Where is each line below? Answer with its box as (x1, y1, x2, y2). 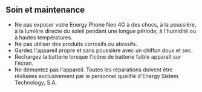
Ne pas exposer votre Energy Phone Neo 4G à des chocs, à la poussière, (14, 21, 197, 28)
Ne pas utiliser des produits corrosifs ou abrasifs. (14, 40, 137, 47)
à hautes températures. (14, 33, 73, 41)
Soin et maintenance (5, 5, 85, 15)
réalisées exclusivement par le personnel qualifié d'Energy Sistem (14, 72, 179, 79)
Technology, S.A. (14, 79, 57, 86)
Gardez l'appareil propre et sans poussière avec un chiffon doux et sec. (14, 47, 193, 54)
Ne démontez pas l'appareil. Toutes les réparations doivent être (14, 66, 173, 73)
